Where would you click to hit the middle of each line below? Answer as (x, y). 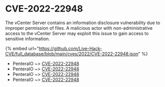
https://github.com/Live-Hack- (70, 48)
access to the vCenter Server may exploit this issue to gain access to (77, 33)
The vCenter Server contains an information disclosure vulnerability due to (83, 23)
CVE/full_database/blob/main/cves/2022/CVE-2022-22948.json (72, 54)
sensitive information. (28, 39)
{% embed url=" (22, 48)
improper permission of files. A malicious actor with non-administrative (79, 28)
